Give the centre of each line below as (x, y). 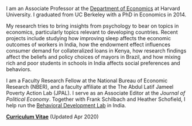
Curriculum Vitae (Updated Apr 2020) (52, 117)
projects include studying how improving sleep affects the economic (89, 38)
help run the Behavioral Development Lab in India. (66, 105)
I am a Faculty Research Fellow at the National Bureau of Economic (87, 80)
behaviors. (19, 69)
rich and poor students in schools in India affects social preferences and (93, 63)
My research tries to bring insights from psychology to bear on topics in (92, 26)
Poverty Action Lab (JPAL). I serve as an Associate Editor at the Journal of (96, 93)
